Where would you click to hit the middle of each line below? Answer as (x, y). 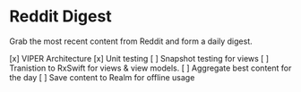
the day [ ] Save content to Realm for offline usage (102, 77)
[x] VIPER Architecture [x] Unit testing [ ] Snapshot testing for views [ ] (139, 58)
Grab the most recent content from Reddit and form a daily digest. (131, 41)
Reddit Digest (60, 17)
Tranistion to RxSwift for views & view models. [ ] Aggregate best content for (150, 68)
